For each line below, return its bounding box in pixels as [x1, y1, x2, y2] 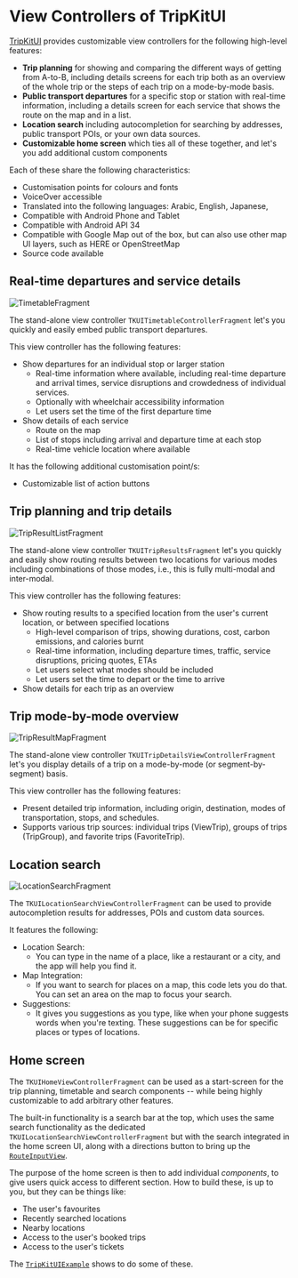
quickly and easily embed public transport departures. [9, 324, 208, 334]
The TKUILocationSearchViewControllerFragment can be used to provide [9, 898, 272, 909]
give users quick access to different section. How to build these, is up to [9, 1177, 274, 1187]
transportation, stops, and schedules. [21, 812, 160, 824]
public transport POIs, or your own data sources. [21, 128, 201, 139]
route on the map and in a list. [21, 109, 132, 120]
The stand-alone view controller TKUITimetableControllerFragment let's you [9, 314, 286, 326]
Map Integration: [21, 970, 83, 981]
